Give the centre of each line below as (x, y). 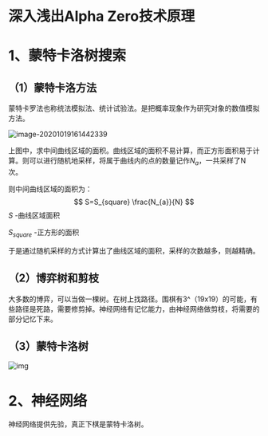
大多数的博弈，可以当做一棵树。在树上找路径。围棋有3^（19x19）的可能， (130, 299)
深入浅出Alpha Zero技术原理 (102, 16)
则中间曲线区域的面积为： (50, 189)
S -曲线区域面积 (34, 215)
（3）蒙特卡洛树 (49, 346)
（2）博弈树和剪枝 (54, 279)
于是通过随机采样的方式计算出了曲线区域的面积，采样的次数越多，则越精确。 (134, 250)
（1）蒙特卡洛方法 (53, 87)
